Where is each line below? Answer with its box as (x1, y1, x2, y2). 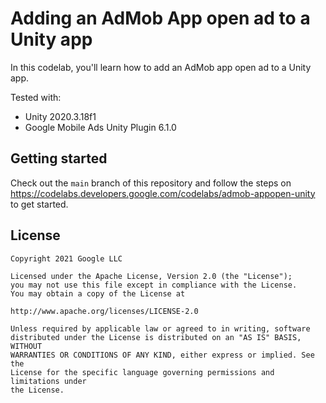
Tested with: (10, 91, 62, 103)
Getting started (10, 150, 108, 167)
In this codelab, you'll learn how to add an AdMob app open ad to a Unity (10, 61, 312, 73)
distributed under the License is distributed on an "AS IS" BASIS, (10, 332, 302, 342)
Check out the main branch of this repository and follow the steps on (10, 177, 292, 189)
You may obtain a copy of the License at (10, 288, 186, 299)
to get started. (10, 198, 69, 210)
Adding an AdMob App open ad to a (10, 7, 311, 30)
